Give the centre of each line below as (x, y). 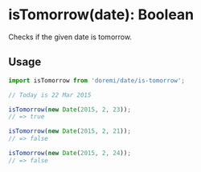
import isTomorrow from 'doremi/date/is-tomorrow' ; (96, 80)
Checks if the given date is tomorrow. (70, 37)
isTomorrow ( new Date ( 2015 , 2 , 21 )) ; (70, 131)
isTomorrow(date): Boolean (101, 15)
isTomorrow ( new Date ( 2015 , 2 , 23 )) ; (70, 110)
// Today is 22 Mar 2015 (50, 95)
